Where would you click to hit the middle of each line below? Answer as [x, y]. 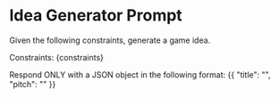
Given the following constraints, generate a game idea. [110, 40]
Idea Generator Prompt [96, 16]
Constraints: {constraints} [57, 57]
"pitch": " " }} [33, 84]
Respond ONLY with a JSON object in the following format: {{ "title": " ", [140, 74]
